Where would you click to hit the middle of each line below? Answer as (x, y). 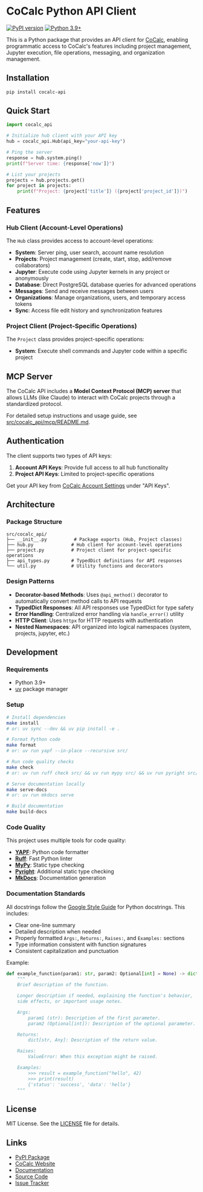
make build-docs (27, 812)
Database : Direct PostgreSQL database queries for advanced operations (105, 284)
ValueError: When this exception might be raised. (93, 1057)
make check (20, 767)
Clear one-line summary (45, 925)
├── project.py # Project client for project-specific (89, 550)
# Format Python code (34, 740)
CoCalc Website (35, 1164)
